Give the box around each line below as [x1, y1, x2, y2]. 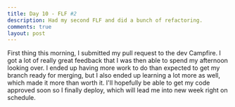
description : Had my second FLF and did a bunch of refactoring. [7, 17, 203, 24]
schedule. [7, 94, 37, 102]
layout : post [7, 29, 46, 37]
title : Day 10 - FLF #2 [7, 10, 77, 17]
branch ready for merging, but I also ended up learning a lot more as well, [7, 71, 220, 80]
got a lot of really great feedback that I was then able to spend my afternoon [7, 57, 229, 65]
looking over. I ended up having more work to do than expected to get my [7, 64, 220, 72]
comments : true [7, 23, 52, 30]
